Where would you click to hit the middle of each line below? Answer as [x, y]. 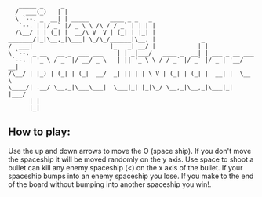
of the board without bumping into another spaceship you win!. [110, 184]
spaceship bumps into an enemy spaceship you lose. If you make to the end [131, 176]
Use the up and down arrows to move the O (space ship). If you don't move [130, 151]
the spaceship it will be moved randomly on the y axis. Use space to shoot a [131, 159]
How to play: [39, 132]
